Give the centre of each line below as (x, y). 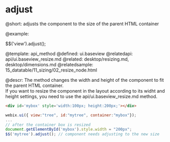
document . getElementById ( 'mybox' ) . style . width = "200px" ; (69, 130)
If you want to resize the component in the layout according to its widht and (85, 91)
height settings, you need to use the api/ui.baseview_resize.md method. (81, 96)
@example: (17, 33)
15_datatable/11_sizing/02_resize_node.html (51, 70)
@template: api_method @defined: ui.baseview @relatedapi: (69, 54)
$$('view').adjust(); (26, 43)
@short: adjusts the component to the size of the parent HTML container (82, 24)
